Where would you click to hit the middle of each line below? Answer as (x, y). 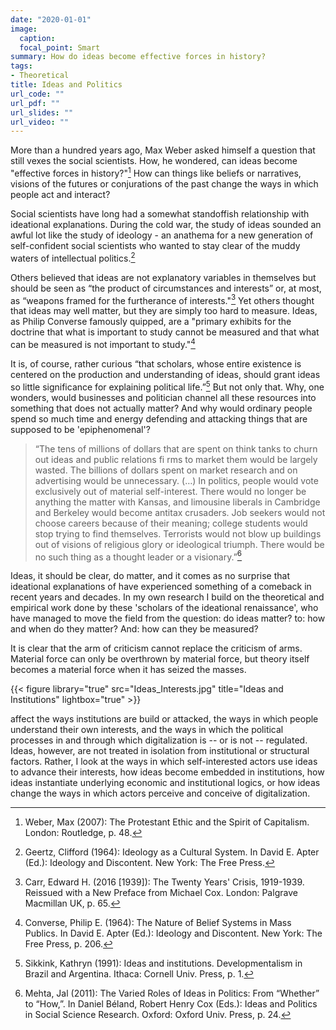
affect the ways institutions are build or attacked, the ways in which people (164, 719)
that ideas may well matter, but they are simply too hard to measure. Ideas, (164, 311)
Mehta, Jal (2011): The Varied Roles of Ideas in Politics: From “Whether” (172, 993)
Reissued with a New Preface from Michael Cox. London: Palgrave (161, 893)
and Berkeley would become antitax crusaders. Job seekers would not (180, 512)
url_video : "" (40, 122)
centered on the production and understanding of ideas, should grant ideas (165, 374)
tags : (21, 66)
